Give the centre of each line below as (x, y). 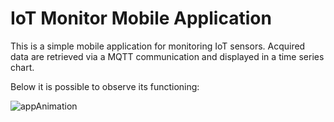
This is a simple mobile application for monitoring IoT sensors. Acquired (158, 46)
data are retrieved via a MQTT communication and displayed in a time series (167, 56)
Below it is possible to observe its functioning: (105, 86)
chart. (22, 67)
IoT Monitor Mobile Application (141, 18)
